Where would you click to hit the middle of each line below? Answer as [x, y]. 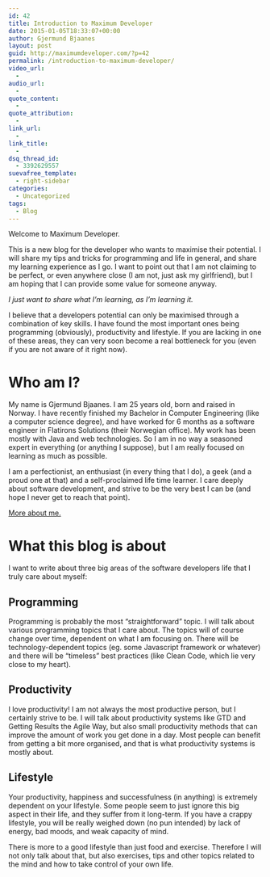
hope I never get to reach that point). [69, 497]
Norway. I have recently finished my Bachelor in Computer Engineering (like [134, 413]
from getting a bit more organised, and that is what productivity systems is [132, 743]
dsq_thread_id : [34, 158]
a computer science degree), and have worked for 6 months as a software [132, 422]
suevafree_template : [43, 174]
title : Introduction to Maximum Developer [81, 23]
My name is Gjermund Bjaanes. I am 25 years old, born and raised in [122, 405]
